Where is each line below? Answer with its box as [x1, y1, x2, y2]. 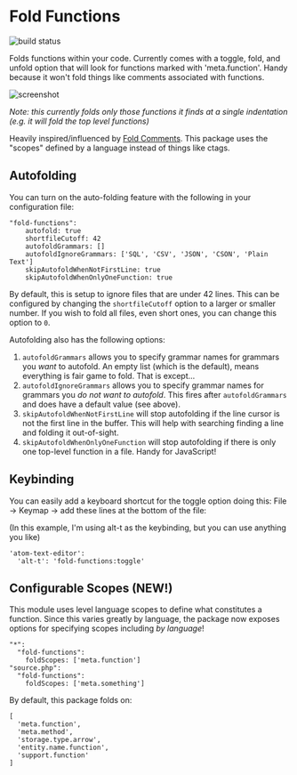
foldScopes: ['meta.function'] [25, 656, 141, 665]
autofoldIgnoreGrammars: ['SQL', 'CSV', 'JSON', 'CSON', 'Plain [25, 249, 269, 259]
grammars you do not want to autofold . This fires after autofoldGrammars [21, 389, 287, 400]
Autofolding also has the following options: [9, 334, 166, 344]
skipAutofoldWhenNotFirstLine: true [25, 265, 162, 274]
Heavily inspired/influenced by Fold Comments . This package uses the [9, 133, 269, 143]
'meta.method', [17, 728, 74, 737]
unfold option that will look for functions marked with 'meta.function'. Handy [9, 62, 288, 73]
